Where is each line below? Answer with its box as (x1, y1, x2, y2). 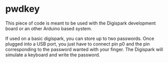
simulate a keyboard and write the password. (5, 52, 100, 58)
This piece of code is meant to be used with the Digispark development (5, 20, 156, 26)
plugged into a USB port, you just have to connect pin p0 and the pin (5, 40, 150, 47)
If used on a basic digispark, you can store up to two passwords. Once (5, 35, 155, 41)
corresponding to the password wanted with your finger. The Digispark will (5, 46, 163, 52)
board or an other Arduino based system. (5, 25, 92, 31)
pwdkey (5, 3, 40, 15)
